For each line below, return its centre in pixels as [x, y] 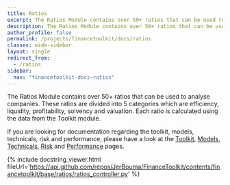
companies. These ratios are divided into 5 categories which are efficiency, [113, 104]
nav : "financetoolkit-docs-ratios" [64, 77]
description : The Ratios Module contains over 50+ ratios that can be [110, 26]
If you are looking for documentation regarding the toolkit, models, [101, 132]
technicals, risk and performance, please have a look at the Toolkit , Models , [114, 139]
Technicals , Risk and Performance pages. [66, 146]
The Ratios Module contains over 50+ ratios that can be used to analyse [108, 97]
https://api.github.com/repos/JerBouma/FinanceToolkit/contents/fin [125, 167]
